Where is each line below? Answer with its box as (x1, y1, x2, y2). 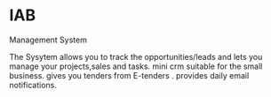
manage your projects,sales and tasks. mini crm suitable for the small (9, 61, 263, 71)
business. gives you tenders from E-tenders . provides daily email (9, 70, 250, 80)
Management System (9, 34, 87, 45)
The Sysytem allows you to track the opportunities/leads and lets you (9, 51, 263, 62)
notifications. (9, 79, 58, 90)
